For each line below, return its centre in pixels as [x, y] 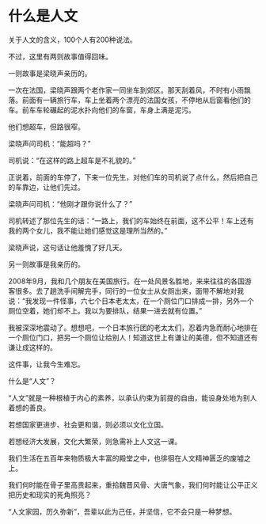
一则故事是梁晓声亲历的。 [50, 73]
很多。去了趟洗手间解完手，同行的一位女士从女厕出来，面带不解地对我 [129, 290]
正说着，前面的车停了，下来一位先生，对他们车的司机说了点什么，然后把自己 [133, 177]
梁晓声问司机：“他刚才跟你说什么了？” [70, 203]
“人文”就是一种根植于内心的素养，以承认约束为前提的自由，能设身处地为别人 [133, 397]
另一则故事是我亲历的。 [46, 264]
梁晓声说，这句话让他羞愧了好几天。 [67, 247]
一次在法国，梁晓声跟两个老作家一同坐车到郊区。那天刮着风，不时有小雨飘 [129, 90]
